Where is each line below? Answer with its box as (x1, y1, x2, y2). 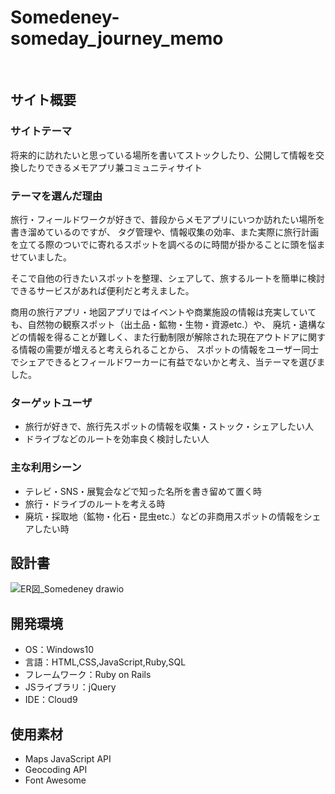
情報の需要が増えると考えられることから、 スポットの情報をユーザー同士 (18, 343, 320, 355)
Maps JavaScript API (24, 752, 112, 765)
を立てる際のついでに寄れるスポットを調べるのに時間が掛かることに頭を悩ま (10, 238, 326, 250)
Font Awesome (24, 774, 87, 786)
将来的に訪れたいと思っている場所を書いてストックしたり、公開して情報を (10, 149, 316, 161)
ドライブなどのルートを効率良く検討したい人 (24, 433, 210, 445)
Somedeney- (10, 6, 120, 29)
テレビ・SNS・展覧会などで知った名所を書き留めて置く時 (24, 485, 263, 497)
